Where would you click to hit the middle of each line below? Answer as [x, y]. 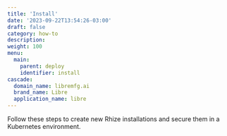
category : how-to [33, 33]
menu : [15, 54]
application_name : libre [50, 99]
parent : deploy [42, 66]
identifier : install [50, 73]
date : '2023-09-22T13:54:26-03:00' [60, 20]
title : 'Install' [33, 14]
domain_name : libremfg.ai [52, 86]
